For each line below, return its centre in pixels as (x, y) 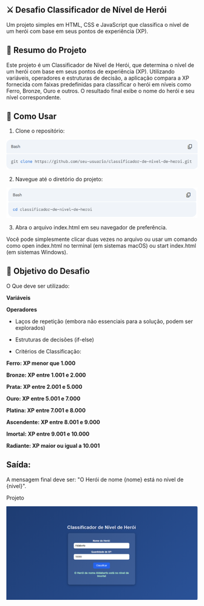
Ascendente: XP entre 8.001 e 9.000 (53, 422)
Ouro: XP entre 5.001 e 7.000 (43, 399)
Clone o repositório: (40, 131)
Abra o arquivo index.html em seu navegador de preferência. (91, 227)
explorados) (30, 327)
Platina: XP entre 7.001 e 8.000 (46, 410)
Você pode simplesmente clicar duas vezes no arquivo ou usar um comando (102, 239)
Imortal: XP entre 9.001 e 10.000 (48, 434)
